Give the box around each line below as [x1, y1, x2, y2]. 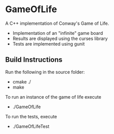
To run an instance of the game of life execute [5, 94, 101, 100]
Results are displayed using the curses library [12, 35, 108, 41]
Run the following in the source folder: [5, 69, 85, 75]
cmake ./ [12, 78, 31, 84]
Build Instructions [5, 56, 63, 64]
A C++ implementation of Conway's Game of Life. [5, 20, 109, 26]
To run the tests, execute [5, 113, 57, 119]
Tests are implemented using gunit [12, 40, 85, 47]
